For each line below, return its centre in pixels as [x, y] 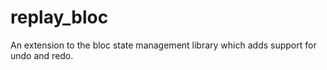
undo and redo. [42, 55]
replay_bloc [59, 17]
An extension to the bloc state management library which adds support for [163, 45]
